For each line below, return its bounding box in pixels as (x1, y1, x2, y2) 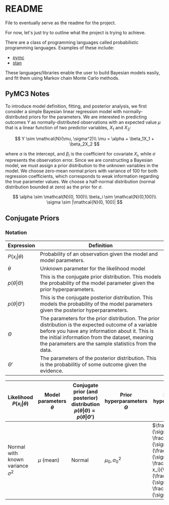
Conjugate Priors (5, 214, 59, 222)
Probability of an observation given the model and (40, 250, 158, 258)
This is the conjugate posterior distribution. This (40, 294, 153, 301)
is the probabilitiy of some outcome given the (40, 361, 147, 368)
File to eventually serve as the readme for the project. (5, 20, 116, 26)
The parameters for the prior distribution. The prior (40, 315, 160, 322)
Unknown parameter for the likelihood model (40, 265, 145, 272)
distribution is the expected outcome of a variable (40, 321, 157, 328)
